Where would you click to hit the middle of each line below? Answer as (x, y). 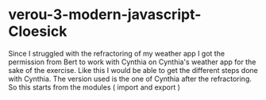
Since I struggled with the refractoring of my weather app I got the (116, 53)
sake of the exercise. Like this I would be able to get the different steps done (133, 70)
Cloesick (38, 31)
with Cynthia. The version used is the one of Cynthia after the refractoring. (130, 79)
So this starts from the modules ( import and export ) (94, 87)
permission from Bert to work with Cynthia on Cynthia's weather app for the (132, 62)
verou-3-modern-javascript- (105, 15)
